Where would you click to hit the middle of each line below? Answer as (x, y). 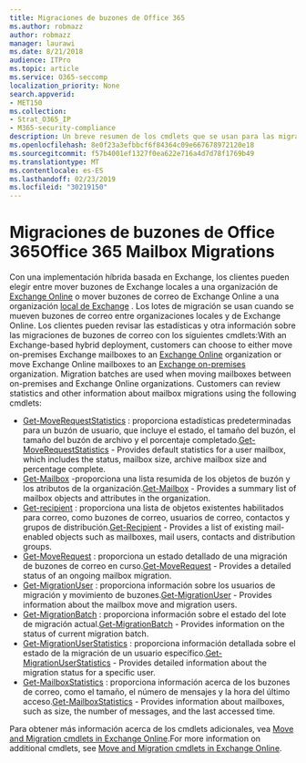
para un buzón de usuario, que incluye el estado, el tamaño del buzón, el (159, 430)
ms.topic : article (44, 69)
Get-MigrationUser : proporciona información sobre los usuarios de (149, 585)
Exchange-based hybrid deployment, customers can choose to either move (151, 345)
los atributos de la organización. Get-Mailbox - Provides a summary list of (159, 489)
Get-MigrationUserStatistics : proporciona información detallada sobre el (159, 644)
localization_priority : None (65, 86)
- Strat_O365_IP (40, 119)
